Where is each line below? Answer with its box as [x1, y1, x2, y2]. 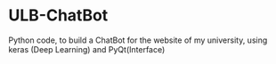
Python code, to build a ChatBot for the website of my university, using [8, 35, 268, 45]
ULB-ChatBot [8, 5, 109, 26]
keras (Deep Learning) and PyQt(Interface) [8, 44, 166, 54]
